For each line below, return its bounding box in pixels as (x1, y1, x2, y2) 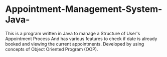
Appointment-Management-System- (5, 3, 162, 15)
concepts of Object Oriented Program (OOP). (5, 46, 98, 52)
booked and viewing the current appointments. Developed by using (5, 41, 144, 47)
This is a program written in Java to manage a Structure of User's (5, 30, 140, 36)
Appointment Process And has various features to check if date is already (5, 36, 157, 42)
